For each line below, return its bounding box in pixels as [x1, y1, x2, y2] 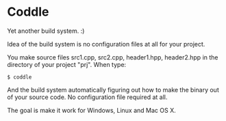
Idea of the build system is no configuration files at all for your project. [7, 40, 205, 48]
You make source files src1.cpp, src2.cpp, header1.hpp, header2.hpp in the [7, 53, 218, 62]
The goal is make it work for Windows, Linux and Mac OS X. [7, 106, 176, 114]
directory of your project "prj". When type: [7, 60, 127, 68]
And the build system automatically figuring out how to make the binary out [7, 85, 219, 94]
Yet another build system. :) [7, 27, 85, 35]
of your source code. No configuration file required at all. [7, 93, 168, 101]
